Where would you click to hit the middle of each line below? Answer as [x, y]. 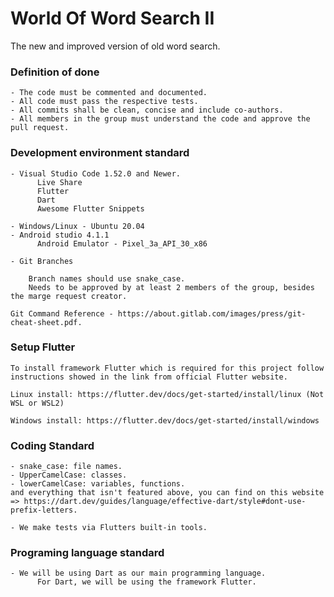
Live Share [59, 182]
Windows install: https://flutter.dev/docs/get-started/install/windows [165, 420]
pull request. [40, 128]
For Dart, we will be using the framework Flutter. [146, 582]
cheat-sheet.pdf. [46, 322]
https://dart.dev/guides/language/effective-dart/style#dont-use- [165, 502]
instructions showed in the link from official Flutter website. [149, 377]
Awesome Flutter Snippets [90, 208]
